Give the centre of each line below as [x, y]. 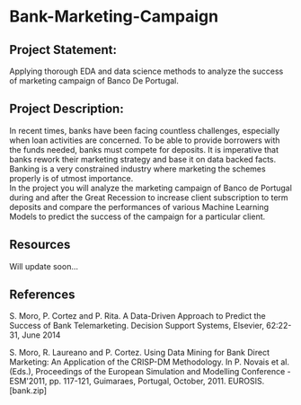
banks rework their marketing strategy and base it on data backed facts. [143, 159]
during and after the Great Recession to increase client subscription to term [149, 197]
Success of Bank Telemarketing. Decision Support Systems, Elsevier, [137, 326]
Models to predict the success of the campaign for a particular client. [137, 216]
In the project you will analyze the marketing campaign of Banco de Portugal [150, 188]
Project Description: [66, 109]
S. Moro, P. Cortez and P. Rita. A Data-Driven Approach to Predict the [138, 316]
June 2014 [41, 335]
